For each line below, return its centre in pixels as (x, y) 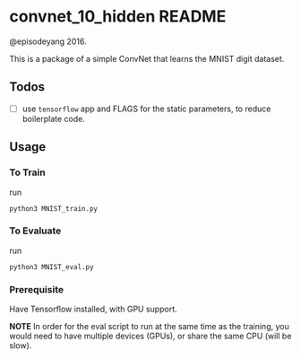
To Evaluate (35, 231)
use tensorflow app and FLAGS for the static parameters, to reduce (146, 109)
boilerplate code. (53, 118)
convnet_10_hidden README (118, 17)
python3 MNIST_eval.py (52, 267)
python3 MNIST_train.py (54, 208)
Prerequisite (37, 289)
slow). (21, 346)
